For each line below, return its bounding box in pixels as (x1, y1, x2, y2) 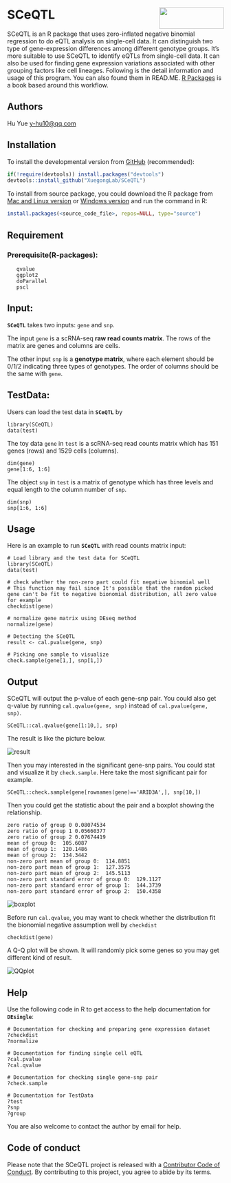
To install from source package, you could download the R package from (7, 189, 213, 198)
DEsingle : (7, 1012, 34, 1020)
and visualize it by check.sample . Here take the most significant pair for (7, 768, 208, 776)
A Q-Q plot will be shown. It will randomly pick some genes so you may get (7, 946, 220, 954)
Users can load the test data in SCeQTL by (7, 407, 123, 416)
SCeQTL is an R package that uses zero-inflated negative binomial (7, 30, 195, 38)
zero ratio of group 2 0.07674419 (7, 834, 107, 841)
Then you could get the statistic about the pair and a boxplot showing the (7, 801, 214, 810)
